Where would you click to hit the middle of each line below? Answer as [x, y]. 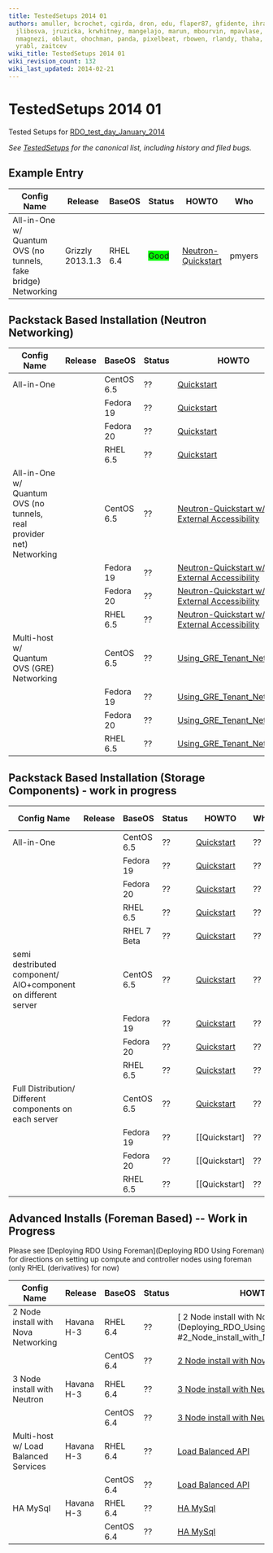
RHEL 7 [137, 931]
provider [28, 534]
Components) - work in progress [93, 790]
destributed [35, 965]
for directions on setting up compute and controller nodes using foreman [130, 1259]
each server [35, 1119]
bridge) [27, 281]
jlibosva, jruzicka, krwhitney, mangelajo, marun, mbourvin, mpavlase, [140, 31]
